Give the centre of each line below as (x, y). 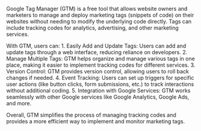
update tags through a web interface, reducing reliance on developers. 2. (97, 52)
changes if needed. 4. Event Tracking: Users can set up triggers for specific (100, 78)
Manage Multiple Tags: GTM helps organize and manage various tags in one (101, 59)
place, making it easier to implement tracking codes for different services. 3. (101, 65)
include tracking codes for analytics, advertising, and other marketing (92, 28)
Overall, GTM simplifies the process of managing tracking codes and (91, 115)
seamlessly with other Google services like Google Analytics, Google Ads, (98, 97)
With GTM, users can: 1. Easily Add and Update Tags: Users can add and (96, 46)
